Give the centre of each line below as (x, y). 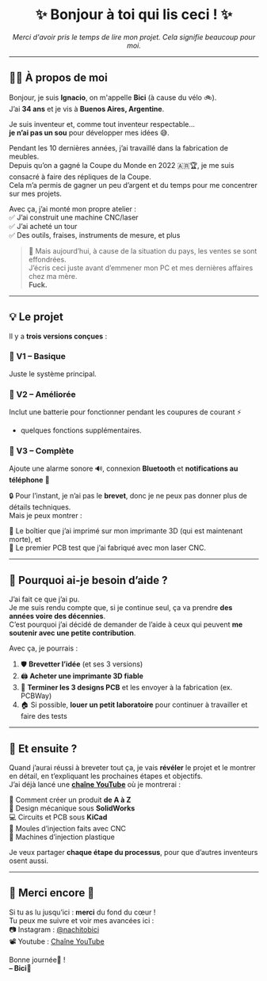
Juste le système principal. (53, 373)
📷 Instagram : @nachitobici (54, 929)
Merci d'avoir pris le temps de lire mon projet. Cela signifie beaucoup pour (134, 36)
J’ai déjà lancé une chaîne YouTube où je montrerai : (95, 784)
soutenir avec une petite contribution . (72, 633)
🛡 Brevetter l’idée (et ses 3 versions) (82, 664)
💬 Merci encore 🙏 (52, 893)
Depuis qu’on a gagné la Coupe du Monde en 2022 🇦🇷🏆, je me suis (122, 165)
